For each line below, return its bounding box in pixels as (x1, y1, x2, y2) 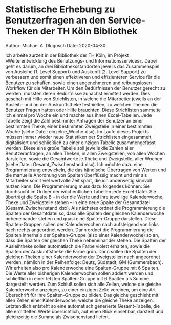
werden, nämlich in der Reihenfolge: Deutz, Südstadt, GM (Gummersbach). (5, 259, 163, 265)
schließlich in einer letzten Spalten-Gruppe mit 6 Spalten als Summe (5, 275, 149, 281)
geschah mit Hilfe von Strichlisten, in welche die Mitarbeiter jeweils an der (5, 96, 161, 102)
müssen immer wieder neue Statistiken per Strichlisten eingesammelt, (5, 134, 153, 140)
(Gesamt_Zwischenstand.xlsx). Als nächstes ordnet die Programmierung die (5, 205, 165, 211)
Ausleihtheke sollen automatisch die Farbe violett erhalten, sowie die (5, 242, 150, 249)
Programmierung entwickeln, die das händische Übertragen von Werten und (5, 167, 166, 173)
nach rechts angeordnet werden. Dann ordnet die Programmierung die (5, 227, 154, 233)
